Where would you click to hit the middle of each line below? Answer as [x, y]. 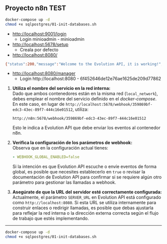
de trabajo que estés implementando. [51, 219]
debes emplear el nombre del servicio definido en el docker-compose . [84, 99]
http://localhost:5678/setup [40, 44]
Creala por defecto [39, 50]
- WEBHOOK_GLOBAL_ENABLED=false [46, 157]
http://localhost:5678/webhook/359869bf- [109, 105]
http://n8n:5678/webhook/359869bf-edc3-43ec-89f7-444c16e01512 [79, 119]
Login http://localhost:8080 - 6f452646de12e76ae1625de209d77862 [90, 79]
